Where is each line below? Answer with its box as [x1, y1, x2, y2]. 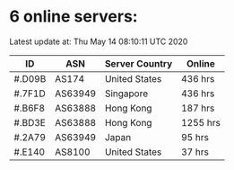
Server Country [104, 57, 173, 69]
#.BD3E [13, 116, 47, 129]
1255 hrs [180, 116, 221, 129]
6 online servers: [9, 6, 138, 27]
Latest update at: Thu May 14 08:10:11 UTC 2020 [9, 36, 188, 47]
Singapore [104, 87, 149, 100]
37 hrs [180, 146, 209, 158]
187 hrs [180, 102, 215, 114]
